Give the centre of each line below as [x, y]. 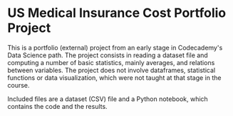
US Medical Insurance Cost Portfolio [117, 13]
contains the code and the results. [58, 106]
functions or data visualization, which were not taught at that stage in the [114, 77]
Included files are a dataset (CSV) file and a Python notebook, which [108, 99]
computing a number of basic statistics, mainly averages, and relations [111, 62]
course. [19, 85]
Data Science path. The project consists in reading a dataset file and [108, 55]
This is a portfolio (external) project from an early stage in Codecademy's [115, 47]
